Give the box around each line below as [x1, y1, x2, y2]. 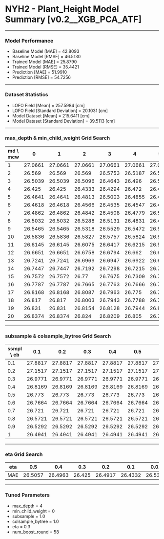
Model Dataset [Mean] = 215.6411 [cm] [12, 112, 90, 118]
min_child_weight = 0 [12, 508, 55, 514]
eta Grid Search [5, 451, 43, 458]
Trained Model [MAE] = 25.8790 [12, 59, 77, 65]
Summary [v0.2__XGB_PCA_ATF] [5, 14, 142, 25]
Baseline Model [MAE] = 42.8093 [12, 48, 80, 54]
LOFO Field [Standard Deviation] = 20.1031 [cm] [12, 108, 108, 113]
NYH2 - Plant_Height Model [5, 3, 120, 15]
